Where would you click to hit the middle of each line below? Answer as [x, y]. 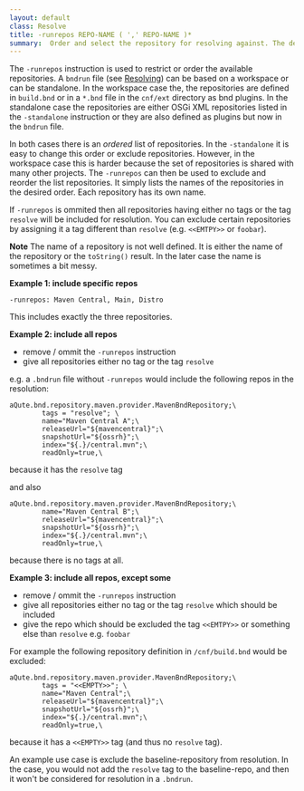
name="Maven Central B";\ [91, 512]
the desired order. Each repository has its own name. [108, 192]
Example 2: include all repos [63, 334]
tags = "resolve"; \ [81, 413]
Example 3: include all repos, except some [90, 578]
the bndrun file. [37, 127]
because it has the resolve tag [66, 470]
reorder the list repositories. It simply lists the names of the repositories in [147, 183]
